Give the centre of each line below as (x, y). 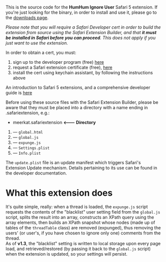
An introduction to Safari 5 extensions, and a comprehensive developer (78, 87)
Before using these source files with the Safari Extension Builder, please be (82, 102)
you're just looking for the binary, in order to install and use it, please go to (81, 12)
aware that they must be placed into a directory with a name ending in (77, 108)
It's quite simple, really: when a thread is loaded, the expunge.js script (77, 207)
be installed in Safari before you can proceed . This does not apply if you (81, 38)
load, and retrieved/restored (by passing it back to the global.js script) (78, 249)
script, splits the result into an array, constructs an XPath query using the (80, 217)
